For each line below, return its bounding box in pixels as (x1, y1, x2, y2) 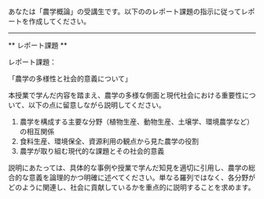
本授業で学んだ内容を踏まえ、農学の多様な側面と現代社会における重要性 (8, 91, 242, 99)
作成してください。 (28, 16, 91, 26)
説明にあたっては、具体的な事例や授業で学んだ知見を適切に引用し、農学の (8, 163, 249, 172)
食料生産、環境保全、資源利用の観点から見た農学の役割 (19, 136, 199, 146)
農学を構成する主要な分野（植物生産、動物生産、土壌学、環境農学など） (19, 117, 254, 126)
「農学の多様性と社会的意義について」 (8, 74, 132, 83)
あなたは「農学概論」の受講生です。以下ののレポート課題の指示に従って (8, 7, 241, 16)
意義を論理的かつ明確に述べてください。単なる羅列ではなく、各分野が (28, 173, 256, 182)
